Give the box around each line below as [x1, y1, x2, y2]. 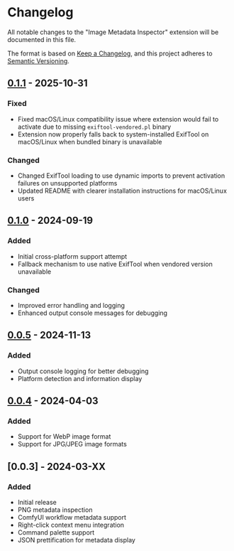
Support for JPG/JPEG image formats [17, 440, 128, 449]
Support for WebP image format [17, 432, 111, 441]
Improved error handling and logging [17, 301, 126, 309]
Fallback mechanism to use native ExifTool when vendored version [17, 260, 213, 268]
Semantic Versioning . [7, 56, 69, 65]
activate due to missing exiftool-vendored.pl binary [17, 122, 172, 131]
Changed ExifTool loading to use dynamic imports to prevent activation [17, 171, 225, 180]
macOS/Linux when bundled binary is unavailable [17, 137, 162, 146]
